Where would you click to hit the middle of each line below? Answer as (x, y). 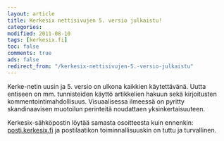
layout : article (31, 14)
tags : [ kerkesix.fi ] (38, 40)
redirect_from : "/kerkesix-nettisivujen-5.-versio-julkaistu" (100, 66)
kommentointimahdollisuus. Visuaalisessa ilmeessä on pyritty (96, 101)
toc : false (23, 47)
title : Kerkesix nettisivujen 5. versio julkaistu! (85, 20)
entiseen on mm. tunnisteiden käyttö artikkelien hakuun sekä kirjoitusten (112, 94)
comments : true (30, 54)
